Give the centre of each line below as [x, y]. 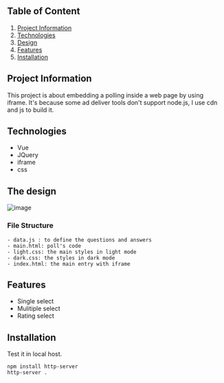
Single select [35, 301]
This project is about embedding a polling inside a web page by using [105, 95]
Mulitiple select [38, 309]
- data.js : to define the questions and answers [80, 240]
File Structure [30, 226]
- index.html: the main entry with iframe [69, 264]
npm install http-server [43, 367]
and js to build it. [31, 110]
